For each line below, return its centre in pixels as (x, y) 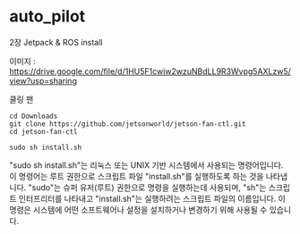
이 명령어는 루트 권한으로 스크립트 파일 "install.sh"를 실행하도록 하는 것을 (137, 176)
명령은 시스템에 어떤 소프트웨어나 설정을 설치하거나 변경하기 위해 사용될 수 (138, 209)
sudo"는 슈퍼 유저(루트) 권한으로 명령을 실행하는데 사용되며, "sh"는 (149, 187)
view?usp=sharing (43, 80)
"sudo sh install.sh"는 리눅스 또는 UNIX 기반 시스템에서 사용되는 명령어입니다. (146, 165)
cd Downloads (34, 116)
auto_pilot (47, 17)
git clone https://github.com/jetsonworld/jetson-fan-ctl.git (128, 124)
